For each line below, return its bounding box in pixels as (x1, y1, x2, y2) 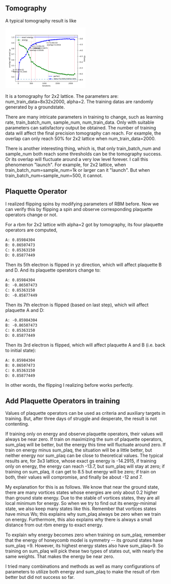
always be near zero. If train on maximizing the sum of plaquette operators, (5, 436, 163, 442)
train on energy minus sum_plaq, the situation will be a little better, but (5, 447, 152, 453)
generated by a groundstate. (5, 104, 65, 110)
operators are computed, (5, 227, 58, 233)
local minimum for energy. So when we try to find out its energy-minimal (5, 500, 157, 507)
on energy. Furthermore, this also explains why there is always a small (5, 517, 152, 523)
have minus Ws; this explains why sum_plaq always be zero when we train (5, 511, 161, 517)
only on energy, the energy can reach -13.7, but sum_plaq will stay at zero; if (5, 463, 165, 469)
